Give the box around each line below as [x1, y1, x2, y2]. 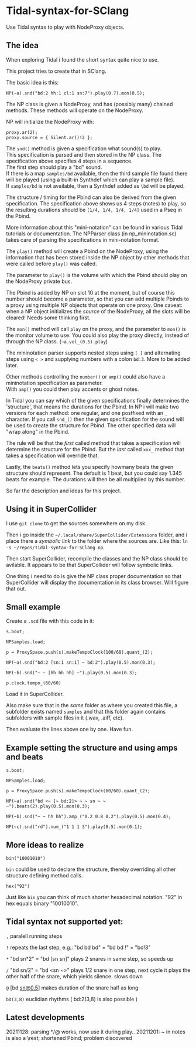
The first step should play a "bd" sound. [6, 163, 102, 171]
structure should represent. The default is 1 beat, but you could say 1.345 [6, 470, 183, 477]
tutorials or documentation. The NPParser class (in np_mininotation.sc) [6, 230, 177, 237]
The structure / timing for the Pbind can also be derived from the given [6, 194, 177, 201]
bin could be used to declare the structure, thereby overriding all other [6, 866, 176, 873]
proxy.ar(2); [6, 129, 38, 136]
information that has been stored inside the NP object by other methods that [6, 254, 190, 261]
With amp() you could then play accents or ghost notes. [6, 386, 139, 393]
